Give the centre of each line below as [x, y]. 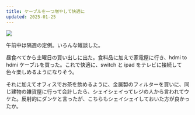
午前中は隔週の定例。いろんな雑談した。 [55, 45]
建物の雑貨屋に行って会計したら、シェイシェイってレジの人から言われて [97, 91]
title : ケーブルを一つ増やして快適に [46, 11]
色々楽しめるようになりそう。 [42, 72]
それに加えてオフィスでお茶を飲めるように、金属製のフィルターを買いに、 [95, 84]
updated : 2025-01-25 [31, 17]
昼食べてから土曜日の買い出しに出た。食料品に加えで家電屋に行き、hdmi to [97, 57]
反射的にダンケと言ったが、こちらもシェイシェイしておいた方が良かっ [105, 99]
